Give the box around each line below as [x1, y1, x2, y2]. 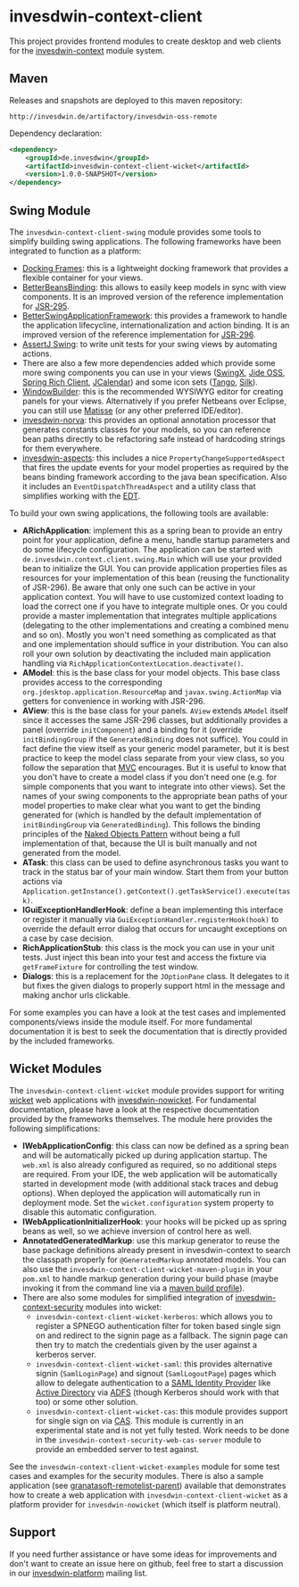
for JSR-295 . [21, 301, 70, 312]
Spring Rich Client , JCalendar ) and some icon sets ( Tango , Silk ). [21, 377, 259, 387]
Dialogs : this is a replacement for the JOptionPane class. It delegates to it [21, 970, 290, 981]
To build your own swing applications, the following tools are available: [9, 507, 270, 519]
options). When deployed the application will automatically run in [21, 1187, 261, 1198]
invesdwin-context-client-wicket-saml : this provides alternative [35, 1359, 273, 1369]
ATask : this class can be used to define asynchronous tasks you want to [21, 857, 289, 868]
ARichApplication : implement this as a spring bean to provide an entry [21, 525, 283, 536]
